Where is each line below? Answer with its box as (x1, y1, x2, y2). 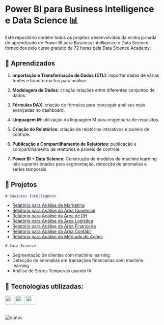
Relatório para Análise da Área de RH (12, 213, 87, 219)
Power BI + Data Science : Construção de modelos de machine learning (12, 156, 157, 162)
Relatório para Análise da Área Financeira (12, 223, 96, 229)
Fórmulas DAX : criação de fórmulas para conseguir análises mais (12, 102, 146, 108)
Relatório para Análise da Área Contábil (12, 228, 92, 234)
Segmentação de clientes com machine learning (12, 252, 110, 258)
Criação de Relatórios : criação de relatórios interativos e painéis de (12, 126, 150, 132)
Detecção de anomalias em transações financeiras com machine (12, 258, 143, 263)
